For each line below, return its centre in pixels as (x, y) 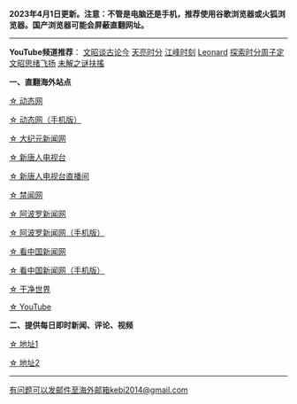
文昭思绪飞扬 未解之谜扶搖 (57, 63)
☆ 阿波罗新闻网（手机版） (57, 233)
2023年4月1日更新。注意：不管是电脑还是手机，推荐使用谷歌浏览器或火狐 (144, 14)
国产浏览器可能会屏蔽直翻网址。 (90, 25)
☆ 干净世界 (30, 289)
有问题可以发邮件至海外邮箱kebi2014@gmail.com (99, 390)
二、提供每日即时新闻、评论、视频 (71, 325)
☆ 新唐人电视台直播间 (49, 176)
